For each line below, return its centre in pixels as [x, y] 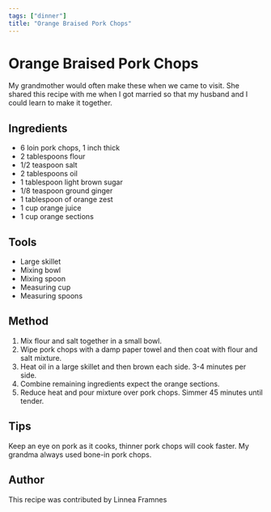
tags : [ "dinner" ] [38, 16]
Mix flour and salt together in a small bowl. [91, 341]
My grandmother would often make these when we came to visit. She [124, 86]
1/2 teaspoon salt [49, 165]
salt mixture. [41, 358]
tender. [32, 400]
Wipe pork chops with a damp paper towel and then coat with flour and [139, 349]
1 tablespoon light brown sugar [71, 182]
